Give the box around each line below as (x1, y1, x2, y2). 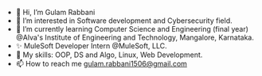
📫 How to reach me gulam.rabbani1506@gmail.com (15, 59, 187, 68)
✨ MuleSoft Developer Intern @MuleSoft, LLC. (15, 41, 167, 51)
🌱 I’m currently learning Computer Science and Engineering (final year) (15, 25, 249, 33)
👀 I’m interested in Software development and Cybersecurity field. (15, 16, 233, 25)
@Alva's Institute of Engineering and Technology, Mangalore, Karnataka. (15, 32, 255, 42)
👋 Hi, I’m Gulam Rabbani (15, 8, 96, 17)
